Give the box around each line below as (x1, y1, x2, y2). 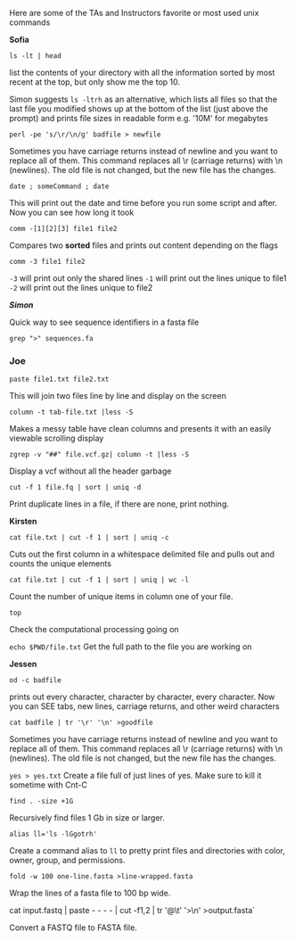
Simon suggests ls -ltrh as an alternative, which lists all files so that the (9, 94, 278, 104)
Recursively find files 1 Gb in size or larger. (9, 812, 165, 823)
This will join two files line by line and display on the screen (9, 391, 227, 401)
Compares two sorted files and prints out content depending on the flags (9, 240, 279, 251)
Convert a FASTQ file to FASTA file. (9, 922, 138, 933)
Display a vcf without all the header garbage (9, 466, 172, 476)
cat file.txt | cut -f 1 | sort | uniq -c (9, 533, 169, 542)
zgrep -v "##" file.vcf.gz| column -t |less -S (9, 450, 190, 459)
